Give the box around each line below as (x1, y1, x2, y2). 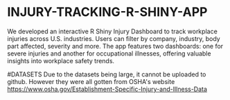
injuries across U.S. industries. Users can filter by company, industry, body (7, 34, 220, 42)
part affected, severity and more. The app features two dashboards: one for (7, 42, 224, 50)
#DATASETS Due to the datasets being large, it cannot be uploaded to (7, 70, 206, 78)
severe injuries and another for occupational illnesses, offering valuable (7, 49, 211, 58)
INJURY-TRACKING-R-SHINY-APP (7, 4, 208, 20)
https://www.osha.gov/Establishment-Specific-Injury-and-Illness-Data (7, 85, 208, 93)
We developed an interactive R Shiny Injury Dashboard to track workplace (7, 27, 218, 35)
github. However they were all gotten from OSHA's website (7, 77, 175, 85)
